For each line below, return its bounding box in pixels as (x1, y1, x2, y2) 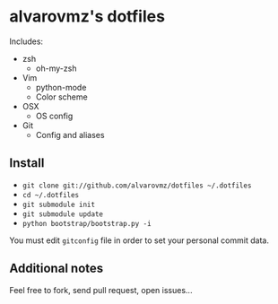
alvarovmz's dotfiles (9, 6, 166, 27)
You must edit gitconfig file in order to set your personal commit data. (9, 235, 269, 246)
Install (9, 155, 45, 171)
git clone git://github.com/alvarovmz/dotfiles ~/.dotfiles (22, 181, 252, 190)
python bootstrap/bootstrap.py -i (22, 219, 152, 228)
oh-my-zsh (35, 63, 77, 74)
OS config (35, 110, 74, 121)
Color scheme (35, 91, 88, 102)
